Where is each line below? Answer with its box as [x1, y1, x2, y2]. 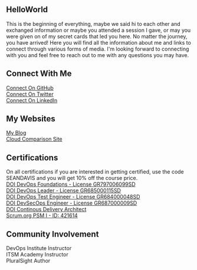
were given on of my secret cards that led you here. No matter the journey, [6, 32, 188, 40]
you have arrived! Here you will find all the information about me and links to [6, 39, 192, 46]
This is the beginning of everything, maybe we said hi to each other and [6, 20, 181, 27]
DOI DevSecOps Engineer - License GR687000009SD [6, 199, 137, 206]
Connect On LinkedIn [6, 96, 58, 104]
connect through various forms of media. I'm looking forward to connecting [6, 45, 189, 52]
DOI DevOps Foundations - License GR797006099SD [6, 181, 136, 188]
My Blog [6, 129, 27, 136]
